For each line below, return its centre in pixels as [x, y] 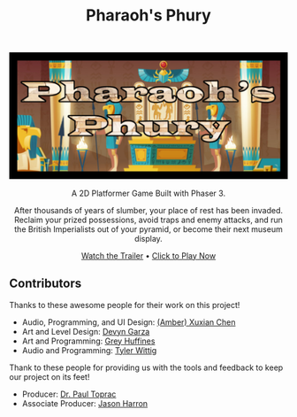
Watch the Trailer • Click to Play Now [148, 255]
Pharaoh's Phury [148, 15]
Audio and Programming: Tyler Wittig [89, 350]
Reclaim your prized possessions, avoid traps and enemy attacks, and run [148, 220]
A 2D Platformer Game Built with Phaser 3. [148, 193]
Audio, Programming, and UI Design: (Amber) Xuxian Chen [129, 322]
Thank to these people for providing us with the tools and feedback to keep [146, 367]
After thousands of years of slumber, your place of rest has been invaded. [148, 210]
